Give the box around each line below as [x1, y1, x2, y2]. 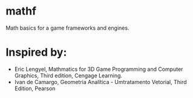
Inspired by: [5, 45, 67, 59]
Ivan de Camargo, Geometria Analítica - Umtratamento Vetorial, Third [14, 78, 187, 85]
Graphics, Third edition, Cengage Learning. [14, 71, 122, 79]
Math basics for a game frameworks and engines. [5, 24, 129, 31]
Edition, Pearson [14, 85, 56, 92]
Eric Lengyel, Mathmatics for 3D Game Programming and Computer [14, 65, 183, 73]
